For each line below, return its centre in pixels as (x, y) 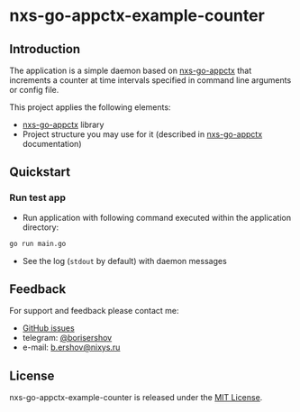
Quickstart (40, 172)
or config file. (34, 90)
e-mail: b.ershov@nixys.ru (71, 347)
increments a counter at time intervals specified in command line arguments (150, 80)
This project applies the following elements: (90, 107)
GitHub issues (48, 328)
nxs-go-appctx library (63, 124)
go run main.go (38, 243)
